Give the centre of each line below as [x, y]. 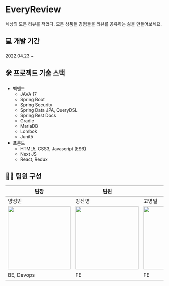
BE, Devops [21, 275]
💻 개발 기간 [22, 41]
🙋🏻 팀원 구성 [23, 176]
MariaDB [29, 126]
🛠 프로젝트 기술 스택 [35, 73]
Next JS [28, 154]
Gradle [27, 121]
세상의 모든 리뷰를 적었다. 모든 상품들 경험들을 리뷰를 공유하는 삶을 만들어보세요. [84, 24]
